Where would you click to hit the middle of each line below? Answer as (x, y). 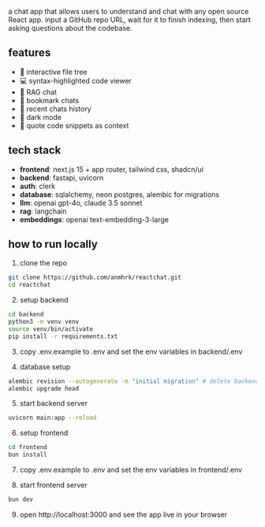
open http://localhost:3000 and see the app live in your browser (123, 514)
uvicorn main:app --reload (52, 418)
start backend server (54, 403)
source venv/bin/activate (50, 329)
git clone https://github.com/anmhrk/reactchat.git (95, 278)
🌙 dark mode (40, 117)
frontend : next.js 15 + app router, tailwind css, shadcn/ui (111, 169)
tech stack (35, 150)
